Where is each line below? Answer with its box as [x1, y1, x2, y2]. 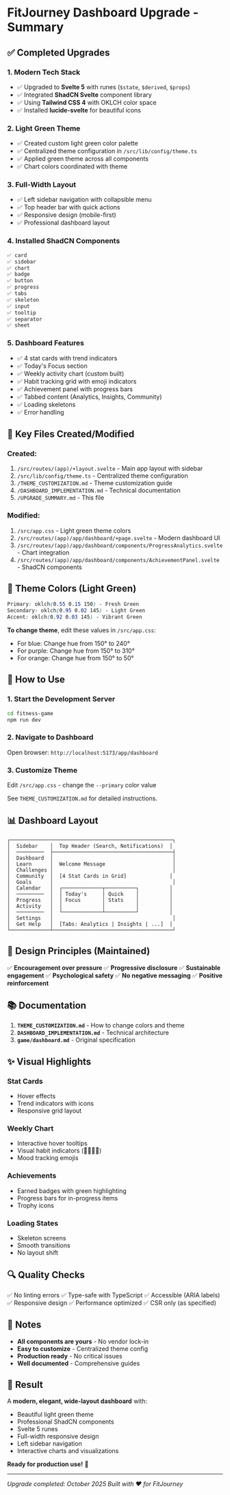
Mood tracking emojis [16, 1154, 79, 1162]
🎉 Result [7, 1379, 43, 1391]
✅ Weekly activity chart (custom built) [16, 369, 125, 378]
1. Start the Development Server [7, 695, 116, 704]
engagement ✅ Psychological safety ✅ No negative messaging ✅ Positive [7, 971, 223, 980]
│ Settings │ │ [7, 914, 176, 921]
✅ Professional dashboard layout [16, 218, 110, 227]
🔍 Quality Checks [7, 1269, 86, 1281]
